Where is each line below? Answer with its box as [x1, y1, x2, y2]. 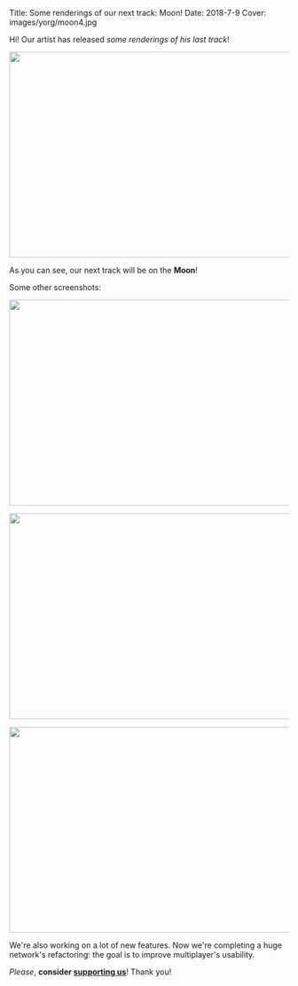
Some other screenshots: [9, 282, 102, 292]
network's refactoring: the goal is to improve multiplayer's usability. [9, 950, 255, 959]
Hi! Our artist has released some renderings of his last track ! [9, 35, 230, 44]
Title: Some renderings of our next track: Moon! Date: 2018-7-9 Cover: [9, 8, 267, 18]
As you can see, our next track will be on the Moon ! [9, 265, 198, 275]
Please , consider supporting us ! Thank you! [9, 966, 172, 977]
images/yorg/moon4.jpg [9, 17, 98, 28]
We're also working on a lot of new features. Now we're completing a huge [9, 940, 282, 951]
